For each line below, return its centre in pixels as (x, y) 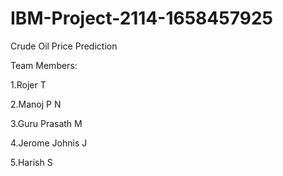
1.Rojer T (28, 84)
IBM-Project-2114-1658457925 (141, 18)
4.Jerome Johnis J (49, 143)
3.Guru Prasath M (46, 123)
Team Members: (44, 65)
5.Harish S (31, 162)
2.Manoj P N (36, 104)
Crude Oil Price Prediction (64, 46)
